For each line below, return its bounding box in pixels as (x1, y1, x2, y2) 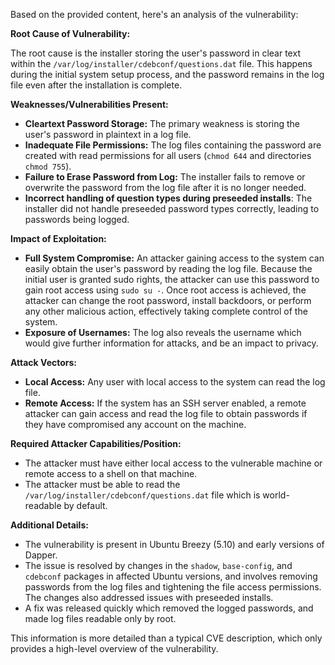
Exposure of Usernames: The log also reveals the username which (24, 327, 302, 338)
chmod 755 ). (24, 160, 72, 172)
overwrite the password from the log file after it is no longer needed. (24, 182, 307, 193)
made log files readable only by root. (24, 613, 177, 624)
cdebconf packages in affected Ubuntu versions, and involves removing (24, 570, 318, 582)
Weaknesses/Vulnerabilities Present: (10, 99, 169, 110)
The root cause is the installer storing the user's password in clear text (10, 47, 301, 59)
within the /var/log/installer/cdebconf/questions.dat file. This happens (10, 58, 313, 69)
